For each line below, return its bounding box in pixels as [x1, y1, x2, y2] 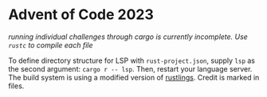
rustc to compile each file [8, 40, 93, 49]
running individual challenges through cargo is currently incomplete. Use [8, 32, 249, 41]
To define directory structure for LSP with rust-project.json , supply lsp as [8, 56, 256, 65]
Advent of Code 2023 [8, 6, 154, 24]
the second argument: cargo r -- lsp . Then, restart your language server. [8, 64, 253, 73]
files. [8, 81, 25, 91]
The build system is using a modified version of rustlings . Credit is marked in [8, 72, 260, 82]
